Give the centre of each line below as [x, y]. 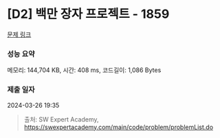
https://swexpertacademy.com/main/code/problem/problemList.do [119, 127]
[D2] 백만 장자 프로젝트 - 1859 [88, 14]
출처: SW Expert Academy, [61, 119]
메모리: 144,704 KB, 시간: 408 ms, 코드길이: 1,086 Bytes [84, 70]
